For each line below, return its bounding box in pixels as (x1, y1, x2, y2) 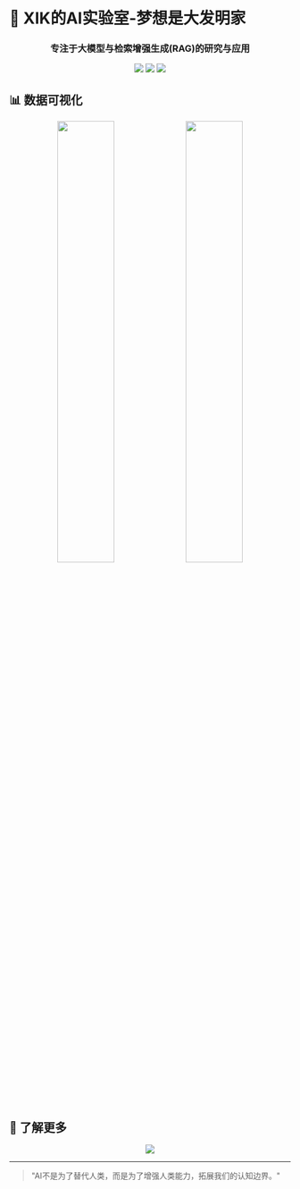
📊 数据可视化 (9, 92, 83, 107)
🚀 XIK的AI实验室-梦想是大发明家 (9, 8, 246, 29)
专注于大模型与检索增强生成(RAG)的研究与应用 (50, 42, 250, 55)
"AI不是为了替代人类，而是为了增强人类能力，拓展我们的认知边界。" (30, 1170, 281, 1181)
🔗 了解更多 (9, 1119, 67, 1135)
